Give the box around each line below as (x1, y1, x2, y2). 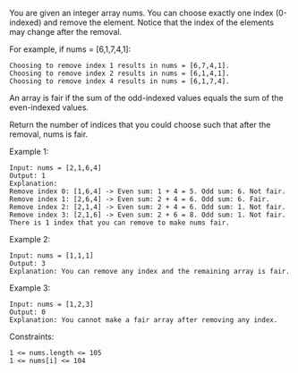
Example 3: (9, 283, 51, 293)
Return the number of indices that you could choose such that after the (9, 120, 271, 130)
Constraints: (9, 331, 55, 342)
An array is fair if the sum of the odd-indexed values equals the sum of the (9, 93, 284, 103)
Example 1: (9, 147, 49, 157)
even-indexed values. (9, 102, 89, 113)
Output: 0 (9, 308, 47, 317)
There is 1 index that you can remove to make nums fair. (9, 218, 230, 227)
